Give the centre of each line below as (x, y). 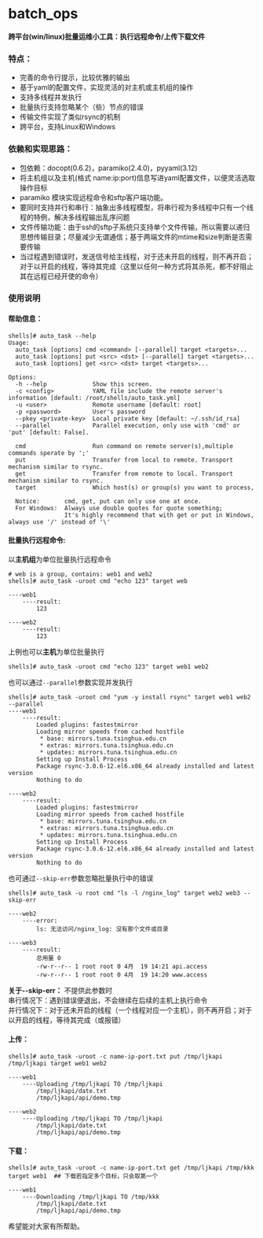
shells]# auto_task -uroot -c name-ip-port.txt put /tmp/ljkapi (115, 1057)
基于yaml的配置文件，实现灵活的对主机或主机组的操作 (106, 87)
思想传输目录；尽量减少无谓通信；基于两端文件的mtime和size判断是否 (132, 236)
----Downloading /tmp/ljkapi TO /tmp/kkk (91, 1197)
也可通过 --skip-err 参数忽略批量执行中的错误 (81, 878)
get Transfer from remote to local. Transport (124, 473)
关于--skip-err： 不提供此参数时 (60, 990)
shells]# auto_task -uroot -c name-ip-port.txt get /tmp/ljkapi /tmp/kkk (131, 1168)
